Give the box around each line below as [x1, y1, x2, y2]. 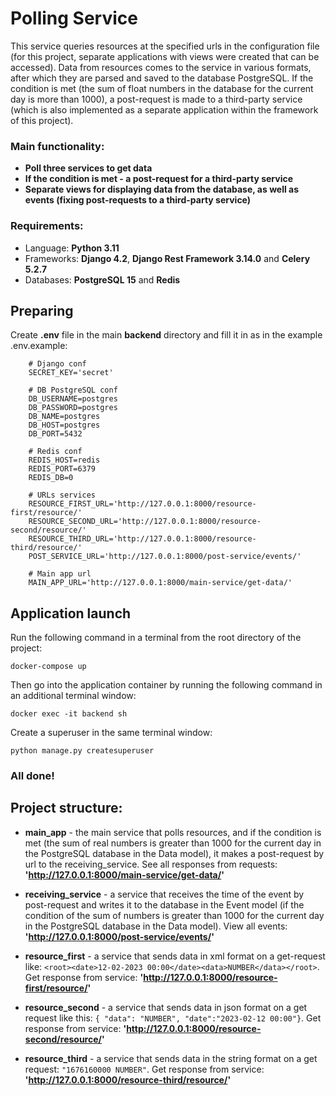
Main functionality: [10, 139, 105, 153]
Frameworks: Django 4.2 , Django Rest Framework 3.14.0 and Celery [24, 252, 311, 264]
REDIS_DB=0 [28, 473, 74, 483]
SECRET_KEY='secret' [28, 368, 114, 378]
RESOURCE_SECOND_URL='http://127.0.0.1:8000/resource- [28, 517, 262, 527]
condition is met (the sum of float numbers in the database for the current [10, 82, 314, 94]
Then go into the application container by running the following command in [10, 679, 323, 691]
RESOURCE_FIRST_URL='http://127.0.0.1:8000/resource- [28, 499, 257, 509]
